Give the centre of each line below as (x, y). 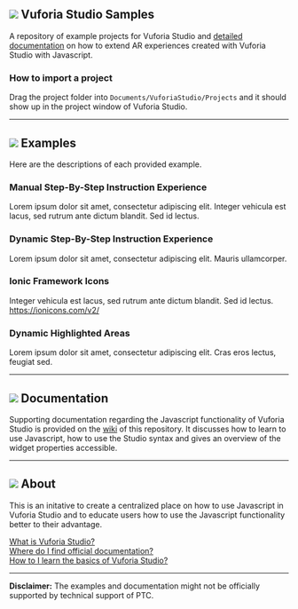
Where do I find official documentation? (81, 550)
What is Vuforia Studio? (52, 542)
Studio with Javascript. (51, 55)
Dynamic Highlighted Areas (70, 333)
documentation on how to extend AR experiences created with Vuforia (137, 45)
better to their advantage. (56, 524)
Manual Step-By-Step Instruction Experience (108, 187)
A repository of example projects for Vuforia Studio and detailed (126, 36)
